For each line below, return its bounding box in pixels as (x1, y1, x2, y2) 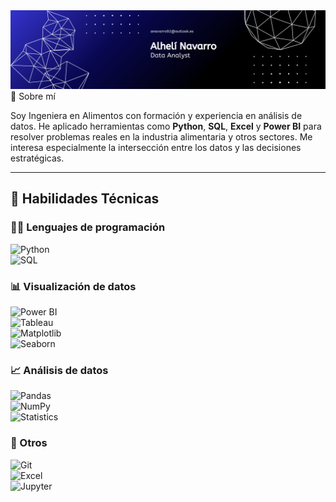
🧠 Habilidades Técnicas (10, 190, 160, 208)
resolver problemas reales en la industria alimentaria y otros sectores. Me (10, 131, 313, 143)
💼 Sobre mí (10, 90, 56, 102)
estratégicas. (10, 152, 65, 164)
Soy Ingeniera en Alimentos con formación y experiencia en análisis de (10, 110, 303, 121)
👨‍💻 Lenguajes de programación (10, 220, 166, 234)
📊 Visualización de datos (10, 279, 137, 293)
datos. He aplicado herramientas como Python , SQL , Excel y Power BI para (10, 120, 322, 132)
